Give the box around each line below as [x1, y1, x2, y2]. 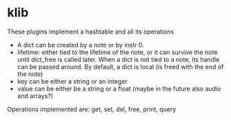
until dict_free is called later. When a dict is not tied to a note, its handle [17, 55, 220, 63]
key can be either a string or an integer [17, 77, 128, 85]
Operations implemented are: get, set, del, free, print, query [7, 105, 177, 113]
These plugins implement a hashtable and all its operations [7, 27, 174, 36]
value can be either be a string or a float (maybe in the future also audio [17, 84, 221, 93]
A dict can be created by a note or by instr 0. [17, 40, 145, 49]
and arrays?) [17, 91, 54, 100]
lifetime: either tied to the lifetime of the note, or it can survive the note [17, 48, 218, 56]
